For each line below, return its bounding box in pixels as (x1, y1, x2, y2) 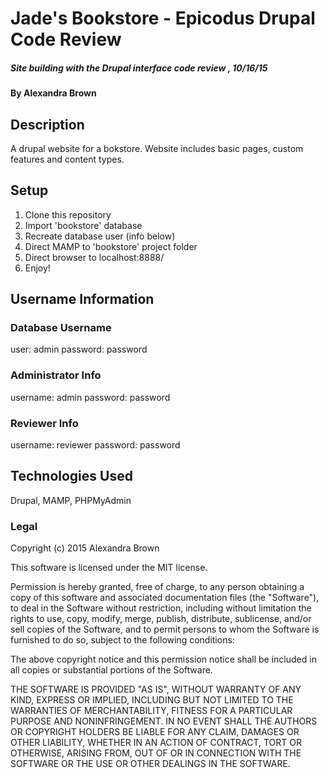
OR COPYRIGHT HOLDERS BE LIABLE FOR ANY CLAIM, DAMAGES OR (10, 726, 300, 738)
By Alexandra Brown (10, 87, 97, 99)
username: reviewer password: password (10, 439, 181, 451)
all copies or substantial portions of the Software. (10, 664, 213, 676)
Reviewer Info (10, 416, 79, 430)
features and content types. (10, 153, 125, 165)
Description (10, 116, 85, 133)
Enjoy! (24, 262, 51, 274)
